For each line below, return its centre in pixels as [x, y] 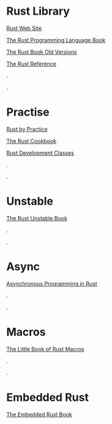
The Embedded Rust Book [39, 414]
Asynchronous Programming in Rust [52, 283]
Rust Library [38, 11]
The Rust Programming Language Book [56, 40]
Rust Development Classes [40, 153]
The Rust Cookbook [32, 141]
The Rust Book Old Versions [42, 52]
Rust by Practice [27, 129]
